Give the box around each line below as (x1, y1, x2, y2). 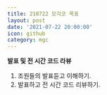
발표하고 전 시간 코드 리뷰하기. (17, 80, 101, 89)
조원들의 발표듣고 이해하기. (17, 72, 92, 80)
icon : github (7, 30, 46, 37)
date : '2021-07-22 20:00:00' (7, 23, 93, 30)
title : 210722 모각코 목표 (7, 10, 80, 18)
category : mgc (7, 37, 49, 44)
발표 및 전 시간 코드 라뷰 (7, 57, 72, 65)
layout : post (7, 17, 46, 24)
